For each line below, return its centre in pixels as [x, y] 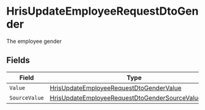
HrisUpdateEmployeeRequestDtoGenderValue [116, 88]
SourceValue [27, 98]
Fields [18, 60]
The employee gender [34, 41]
